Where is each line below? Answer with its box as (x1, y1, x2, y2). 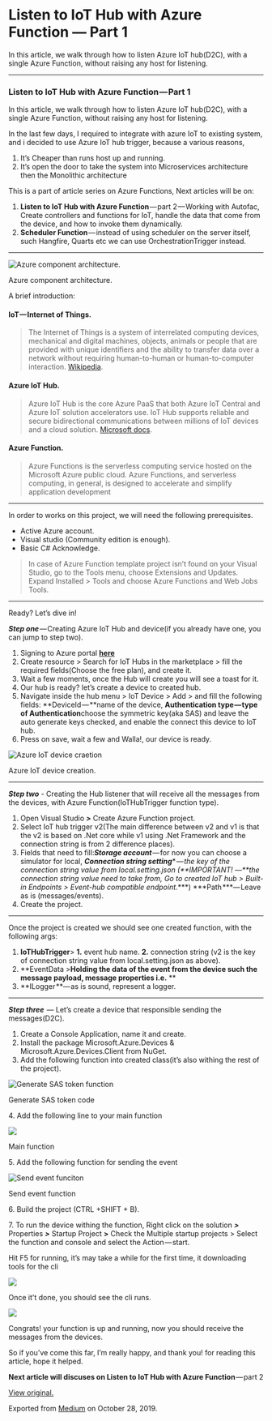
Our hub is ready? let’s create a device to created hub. (19, 683, 202, 692)
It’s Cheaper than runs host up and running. (19, 153, 166, 163)
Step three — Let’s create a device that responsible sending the (8, 1004, 222, 1014)
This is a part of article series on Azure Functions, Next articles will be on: (8, 186, 255, 196)
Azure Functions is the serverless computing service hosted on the (28, 460, 253, 471)
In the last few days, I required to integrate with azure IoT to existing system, (8, 129, 263, 139)
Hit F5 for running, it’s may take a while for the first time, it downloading (8, 1252, 247, 1262)
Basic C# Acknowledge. (19, 543, 100, 553)
